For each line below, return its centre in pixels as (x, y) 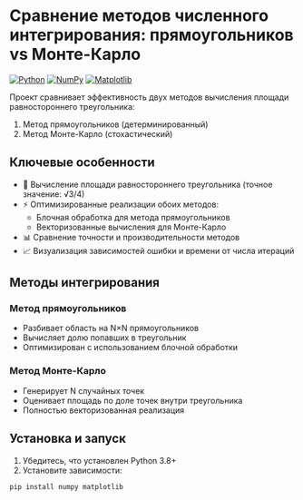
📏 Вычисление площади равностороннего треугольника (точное (147, 184)
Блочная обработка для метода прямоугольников (133, 217)
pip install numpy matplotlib (67, 486)
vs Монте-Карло (75, 54)
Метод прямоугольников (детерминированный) (115, 124)
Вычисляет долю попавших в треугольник (104, 338)
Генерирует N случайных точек (83, 390)
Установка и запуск (68, 439)
